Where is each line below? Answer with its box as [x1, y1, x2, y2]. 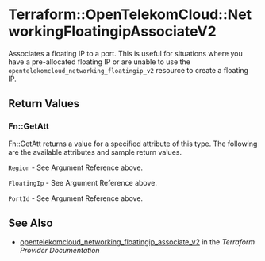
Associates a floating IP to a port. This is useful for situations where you [8, 48, 244, 58]
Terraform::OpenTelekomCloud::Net [8, 6, 252, 24]
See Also [8, 217, 53, 230]
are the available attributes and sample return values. [8, 147, 182, 156]
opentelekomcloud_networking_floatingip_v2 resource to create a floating [8, 65, 248, 75]
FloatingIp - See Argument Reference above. [8, 178, 157, 187]
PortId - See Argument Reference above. [8, 193, 144, 203]
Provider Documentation [19, 246, 101, 255]
